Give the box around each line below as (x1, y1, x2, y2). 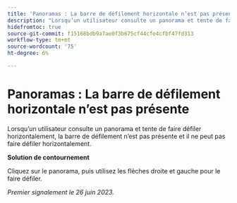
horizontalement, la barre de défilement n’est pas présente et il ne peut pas (7, 132, 226, 140)
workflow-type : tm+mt (7, 37, 71, 44)
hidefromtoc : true (7, 23, 61, 30)
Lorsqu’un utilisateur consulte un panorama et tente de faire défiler (7, 124, 202, 133)
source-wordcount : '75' (7, 43, 78, 50)
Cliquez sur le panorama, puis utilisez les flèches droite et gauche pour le (7, 166, 221, 175)
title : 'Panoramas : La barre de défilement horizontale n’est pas (7, 10, 210, 18)
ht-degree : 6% (7, 50, 49, 57)
